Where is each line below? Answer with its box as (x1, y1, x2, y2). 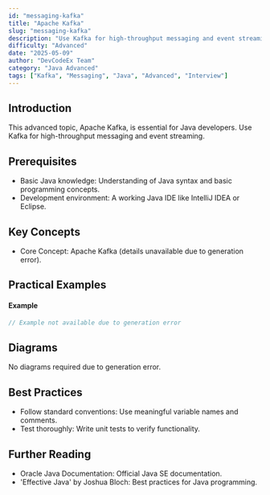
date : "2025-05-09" (8, 49, 74, 57)
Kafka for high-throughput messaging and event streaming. (8, 131, 205, 141)
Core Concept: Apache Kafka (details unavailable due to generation (19, 246, 243, 256)
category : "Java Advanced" (8, 64, 99, 72)
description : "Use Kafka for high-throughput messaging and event (8, 34, 235, 43)
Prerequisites (8, 155, 77, 168)
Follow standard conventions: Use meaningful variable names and (19, 407, 239, 417)
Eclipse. (19, 202, 47, 212)
